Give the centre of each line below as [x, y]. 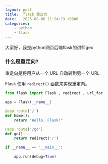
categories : [17, 24]
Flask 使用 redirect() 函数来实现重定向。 [47, 84]
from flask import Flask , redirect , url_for [54, 93]
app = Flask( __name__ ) [28, 102]
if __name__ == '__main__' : [34, 147]
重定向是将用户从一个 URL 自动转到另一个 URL [53, 73]
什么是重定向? [22, 61]
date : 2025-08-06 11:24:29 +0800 [42, 19]
